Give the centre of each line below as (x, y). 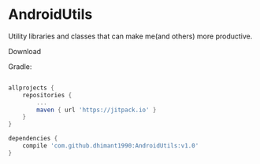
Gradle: (20, 66)
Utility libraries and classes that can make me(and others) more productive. (130, 36)
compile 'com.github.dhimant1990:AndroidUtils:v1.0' (111, 146)
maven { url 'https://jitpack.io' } (97, 110)
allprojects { (32, 88)
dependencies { (33, 139)
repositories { (47, 95)
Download (25, 51)
